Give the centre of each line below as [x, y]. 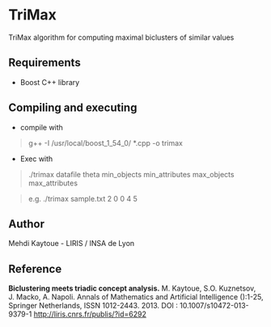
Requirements [44, 63]
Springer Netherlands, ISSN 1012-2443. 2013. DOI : [93, 306]
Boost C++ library [50, 82]
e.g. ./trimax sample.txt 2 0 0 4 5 [83, 198]
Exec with [36, 159]
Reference [35, 269]
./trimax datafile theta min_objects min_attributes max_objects [131, 174]
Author [26, 224]
